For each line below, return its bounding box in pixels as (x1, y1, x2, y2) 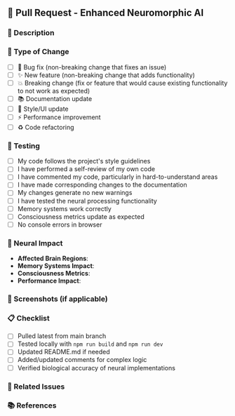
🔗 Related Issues (7, 382, 65, 391)
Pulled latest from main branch (17, 332, 107, 340)
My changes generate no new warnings (17, 189, 133, 197)
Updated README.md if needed (17, 348, 110, 356)
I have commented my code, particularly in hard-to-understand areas (17, 173, 218, 181)
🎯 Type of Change (7, 47, 69, 57)
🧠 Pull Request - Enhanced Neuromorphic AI (7, 7, 204, 19)
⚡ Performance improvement (17, 113, 101, 121)
